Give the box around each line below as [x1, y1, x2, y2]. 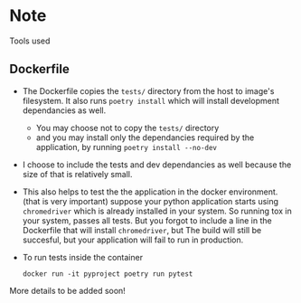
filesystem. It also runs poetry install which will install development [22, 95, 280, 106]
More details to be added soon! [9, 285, 127, 296]
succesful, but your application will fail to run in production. [22, 234, 244, 245]
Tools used [9, 35, 51, 46]
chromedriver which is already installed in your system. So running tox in [22, 205, 292, 216]
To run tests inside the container [22, 251, 143, 262]
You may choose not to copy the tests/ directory [35, 122, 220, 133]
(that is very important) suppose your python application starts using [22, 195, 278, 206]
